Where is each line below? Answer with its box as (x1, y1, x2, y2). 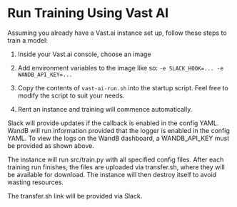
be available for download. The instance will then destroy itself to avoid (7, 170, 216, 179)
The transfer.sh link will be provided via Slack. (7, 191, 143, 200)
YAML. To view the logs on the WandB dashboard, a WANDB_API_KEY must (7, 134, 230, 142)
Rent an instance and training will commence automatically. (17, 105, 193, 113)
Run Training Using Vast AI (7, 5, 169, 21)
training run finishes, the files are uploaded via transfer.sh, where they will (7, 162, 225, 171)
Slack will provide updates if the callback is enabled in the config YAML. (7, 119, 219, 127)
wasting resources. (7, 178, 64, 186)
